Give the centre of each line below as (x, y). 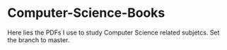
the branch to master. (39, 39)
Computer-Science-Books (86, 13)
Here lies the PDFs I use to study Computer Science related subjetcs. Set (113, 32)
